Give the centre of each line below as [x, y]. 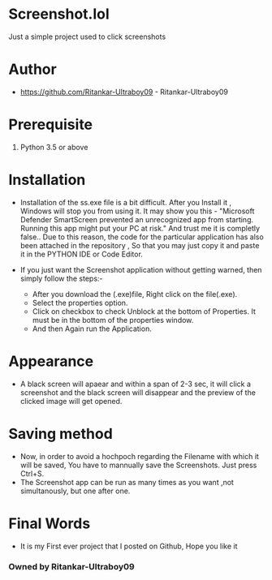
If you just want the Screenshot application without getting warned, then [141, 269]
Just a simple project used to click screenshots [87, 37]
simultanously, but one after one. [75, 491]
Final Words [50, 523]
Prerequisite [51, 125]
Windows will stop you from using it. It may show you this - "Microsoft [137, 211]
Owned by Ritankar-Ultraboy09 [72, 567]
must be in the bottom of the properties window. [113, 320]
